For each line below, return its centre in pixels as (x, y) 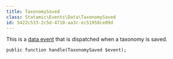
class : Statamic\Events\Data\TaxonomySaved (61, 17)
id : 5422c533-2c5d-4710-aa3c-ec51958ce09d (60, 22)
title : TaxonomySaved (33, 12)
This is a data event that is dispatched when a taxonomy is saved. (87, 40)
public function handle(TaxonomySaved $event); (67, 50)
